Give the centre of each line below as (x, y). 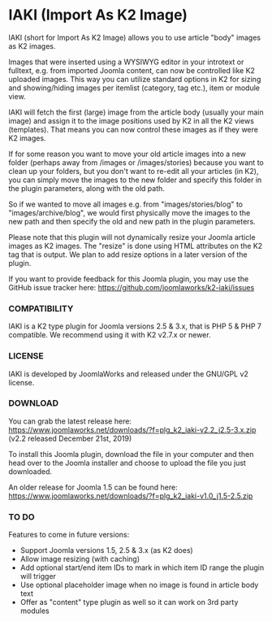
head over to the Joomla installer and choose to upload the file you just (127, 463)
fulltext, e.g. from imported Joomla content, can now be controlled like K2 (132, 70)
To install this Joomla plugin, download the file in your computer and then (131, 454)
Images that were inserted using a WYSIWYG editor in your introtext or (126, 62)
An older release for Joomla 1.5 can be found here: (93, 487)
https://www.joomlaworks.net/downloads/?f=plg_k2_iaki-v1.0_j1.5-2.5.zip (131, 496)
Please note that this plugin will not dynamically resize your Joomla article (132, 237)
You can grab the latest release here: (70, 421)
